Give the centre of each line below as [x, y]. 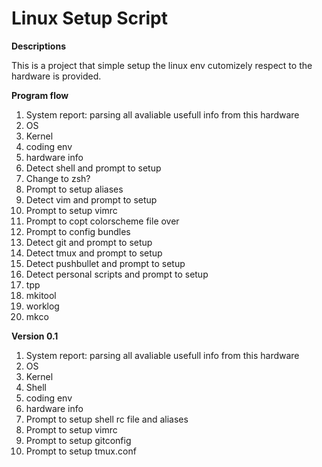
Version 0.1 [35, 336]
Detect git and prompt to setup [89, 242]
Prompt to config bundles [78, 231]
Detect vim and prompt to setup [91, 199]
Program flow [40, 95]
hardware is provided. [56, 76]
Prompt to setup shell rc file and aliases [107, 419]
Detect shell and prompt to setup [93, 168]
